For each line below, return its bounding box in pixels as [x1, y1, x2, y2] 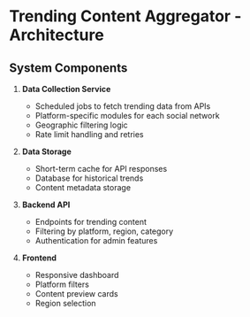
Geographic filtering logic [34, 120, 128, 130]
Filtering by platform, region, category [34, 226, 174, 236]
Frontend [21, 252, 57, 263]
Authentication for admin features [34, 236, 158, 245]
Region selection [34, 298, 96, 308]
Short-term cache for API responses [34, 164, 168, 174]
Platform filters [34, 279, 90, 290]
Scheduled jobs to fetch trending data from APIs [34, 101, 211, 112]
